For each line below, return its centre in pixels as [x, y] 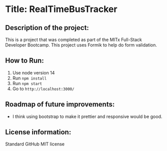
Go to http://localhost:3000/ [43, 88]
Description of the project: [47, 28]
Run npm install [29, 78]
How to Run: [24, 61]
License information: [38, 132]
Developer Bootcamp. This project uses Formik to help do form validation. [81, 45]
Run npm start [27, 83]
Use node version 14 [33, 72]
